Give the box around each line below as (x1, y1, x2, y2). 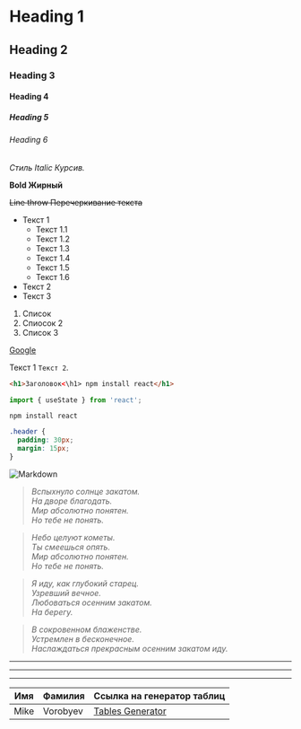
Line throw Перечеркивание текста (9, 197, 143, 207)
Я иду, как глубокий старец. (30, 577, 140, 589)
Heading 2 (9, 42, 69, 57)
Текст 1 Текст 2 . (9, 362, 69, 373)
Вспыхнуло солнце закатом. (30, 486, 141, 496)
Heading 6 (9, 135, 48, 145)
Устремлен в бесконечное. (30, 633, 134, 644)
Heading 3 (9, 69, 56, 82)
